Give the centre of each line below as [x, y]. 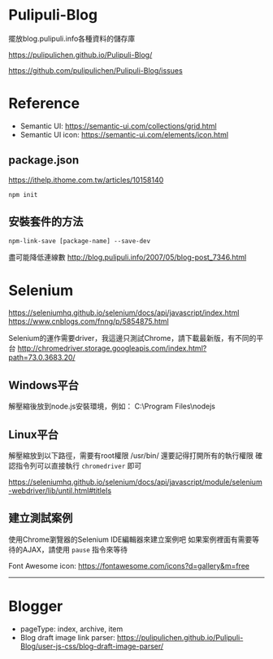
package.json [44, 160]
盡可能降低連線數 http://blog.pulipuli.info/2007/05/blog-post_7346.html [128, 257]
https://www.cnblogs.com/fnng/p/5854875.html [89, 321]
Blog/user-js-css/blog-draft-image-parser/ [92, 646]
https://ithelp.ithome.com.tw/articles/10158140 [86, 180]
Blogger [36, 607]
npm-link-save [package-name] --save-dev [80, 241]
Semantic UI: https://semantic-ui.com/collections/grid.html [118, 126]
